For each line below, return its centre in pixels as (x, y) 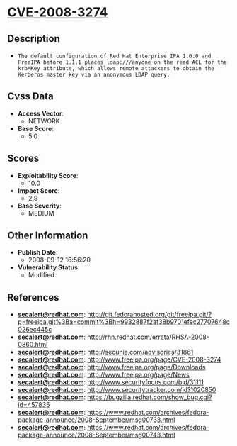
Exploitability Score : (48, 175)
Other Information (48, 236)
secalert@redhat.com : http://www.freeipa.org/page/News (103, 375)
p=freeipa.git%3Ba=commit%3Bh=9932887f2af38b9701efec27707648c (123, 322)
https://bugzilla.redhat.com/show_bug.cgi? (150, 397)
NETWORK (44, 121)
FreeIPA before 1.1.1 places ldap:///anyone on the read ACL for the (122, 62)
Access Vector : (41, 113)
